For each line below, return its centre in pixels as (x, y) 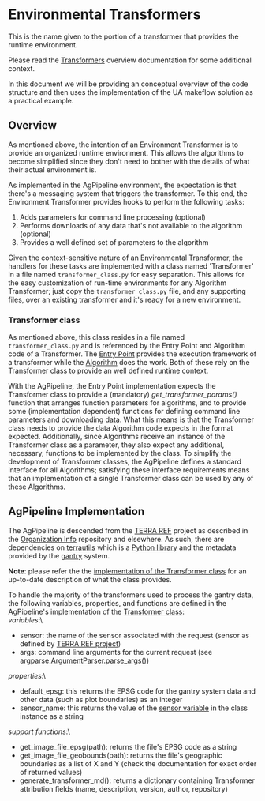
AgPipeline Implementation (77, 511)
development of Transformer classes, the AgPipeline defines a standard (125, 462)
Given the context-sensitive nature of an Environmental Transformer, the (125, 258)
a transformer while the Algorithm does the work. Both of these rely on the (129, 363)
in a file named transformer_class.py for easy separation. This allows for (127, 274)
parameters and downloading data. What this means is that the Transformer (131, 419)
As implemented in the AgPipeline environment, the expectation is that (122, 185)
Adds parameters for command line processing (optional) (113, 217)
